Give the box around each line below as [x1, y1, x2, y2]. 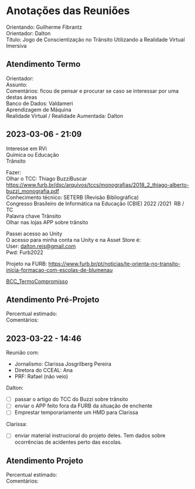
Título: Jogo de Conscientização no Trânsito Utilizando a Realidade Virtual [6, 36, 186, 43]
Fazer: [6, 168, 22, 176]
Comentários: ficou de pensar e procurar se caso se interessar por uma [6, 87, 179, 95]
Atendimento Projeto [6, 456, 84, 466]
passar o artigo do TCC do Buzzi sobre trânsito [14, 396, 128, 403]
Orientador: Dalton [6, 29, 51, 36]
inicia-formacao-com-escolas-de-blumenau [6, 266, 113, 274]
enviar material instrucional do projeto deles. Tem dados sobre [14, 432, 166, 439]
